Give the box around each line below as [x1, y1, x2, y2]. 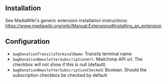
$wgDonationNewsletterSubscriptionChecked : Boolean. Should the [12, 66, 147, 72]
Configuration [5, 37, 50, 46]
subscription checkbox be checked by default [12, 72, 107, 78]
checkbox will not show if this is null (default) [12, 61, 106, 67]
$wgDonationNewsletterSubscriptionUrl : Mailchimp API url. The [12, 56, 143, 62]
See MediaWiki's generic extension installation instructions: [5, 17, 128, 23]
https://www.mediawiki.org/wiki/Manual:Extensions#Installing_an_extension [5, 23, 162, 29]
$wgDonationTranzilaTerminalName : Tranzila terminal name [12, 50, 132, 57]
